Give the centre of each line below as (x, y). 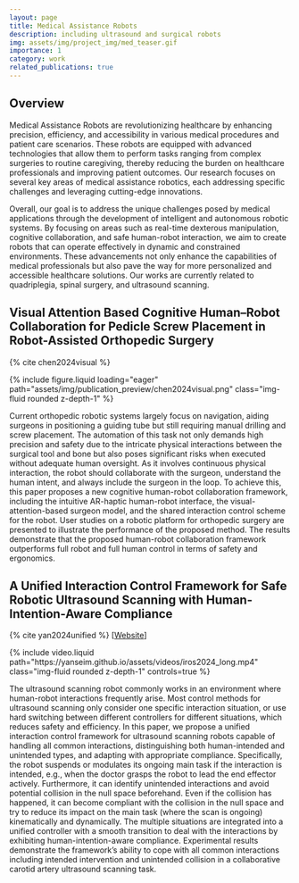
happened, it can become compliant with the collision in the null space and (146, 803)
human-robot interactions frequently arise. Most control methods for (135, 698)
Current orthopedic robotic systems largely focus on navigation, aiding (139, 415)
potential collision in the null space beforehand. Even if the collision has (141, 793)
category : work (37, 59)
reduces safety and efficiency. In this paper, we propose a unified (130, 727)
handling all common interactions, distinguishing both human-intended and (147, 746)
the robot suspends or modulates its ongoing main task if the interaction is (146, 765)
